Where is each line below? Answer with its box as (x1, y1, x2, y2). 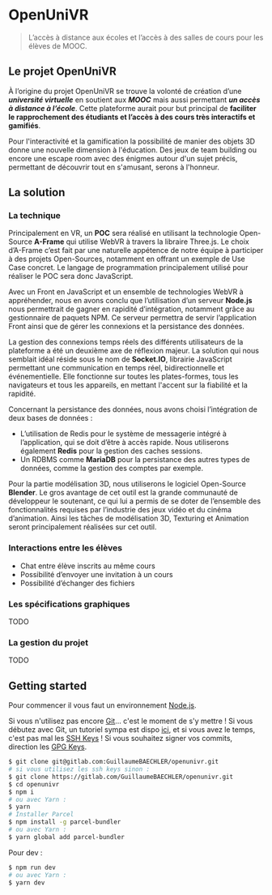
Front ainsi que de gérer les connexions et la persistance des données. (8, 322, 245, 332)
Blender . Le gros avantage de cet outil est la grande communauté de (8, 488, 239, 498)
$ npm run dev (8, 863, 57, 871)
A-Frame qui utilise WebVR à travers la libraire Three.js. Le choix (33, 237, 249, 246)
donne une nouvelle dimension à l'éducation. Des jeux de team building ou (8, 144, 257, 155)
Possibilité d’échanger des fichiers (19, 578, 135, 588)
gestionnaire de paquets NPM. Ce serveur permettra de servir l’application (8, 313, 257, 323)
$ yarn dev (8, 878, 45, 887)
